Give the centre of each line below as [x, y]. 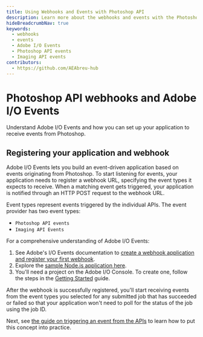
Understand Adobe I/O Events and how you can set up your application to [98, 127]
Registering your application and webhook [88, 152]
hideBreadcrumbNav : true [37, 23]
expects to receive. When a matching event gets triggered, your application [100, 187]
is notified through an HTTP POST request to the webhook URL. [85, 193]
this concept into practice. [39, 327]
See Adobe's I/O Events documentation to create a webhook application [105, 253]
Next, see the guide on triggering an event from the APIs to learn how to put [101, 321]
